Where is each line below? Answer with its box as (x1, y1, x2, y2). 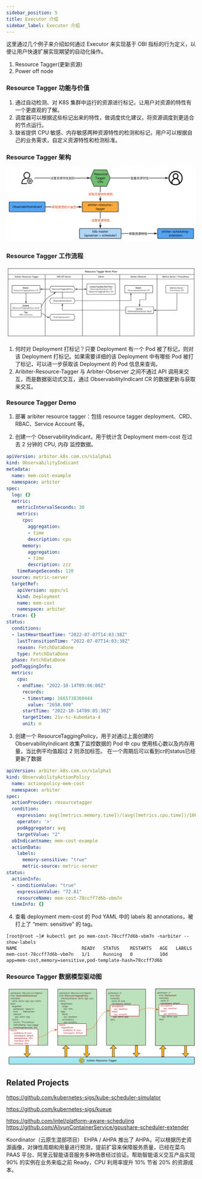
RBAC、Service (14, 420, 54, 428)
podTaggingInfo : (11, 663, 52, 669)
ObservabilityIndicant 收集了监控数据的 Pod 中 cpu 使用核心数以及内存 (14, 740, 189, 747)
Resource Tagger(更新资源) (14, 61, 83, 68)
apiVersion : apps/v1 (17, 587, 69, 593)
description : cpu (28, 536, 71, 542)
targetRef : (11, 581, 39, 587)
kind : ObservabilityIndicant (6, 460, 79, 466)
